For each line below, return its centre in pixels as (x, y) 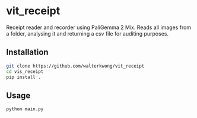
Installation (27, 52)
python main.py (25, 109)
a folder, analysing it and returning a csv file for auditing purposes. (88, 33)
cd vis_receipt (25, 71)
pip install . (24, 77)
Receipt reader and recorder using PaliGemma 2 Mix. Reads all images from (99, 27)
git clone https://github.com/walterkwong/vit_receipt (75, 66)
